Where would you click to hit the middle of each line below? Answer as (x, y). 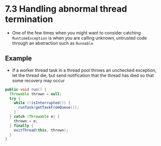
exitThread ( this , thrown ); (41, 130)
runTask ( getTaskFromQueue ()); (48, 108)
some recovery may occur (38, 80)
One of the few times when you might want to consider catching (76, 33)
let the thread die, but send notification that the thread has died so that (83, 75)
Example (18, 59)
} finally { (22, 126)
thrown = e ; (26, 121)
